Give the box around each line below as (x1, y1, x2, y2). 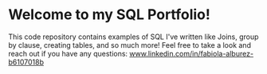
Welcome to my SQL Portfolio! (8, 6, 211, 24)
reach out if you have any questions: (8, 49, 128, 58)
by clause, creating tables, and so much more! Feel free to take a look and (8, 40, 251, 49)
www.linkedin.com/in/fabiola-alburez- (129, 49, 253, 58)
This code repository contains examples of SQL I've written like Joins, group (8, 32, 259, 41)
